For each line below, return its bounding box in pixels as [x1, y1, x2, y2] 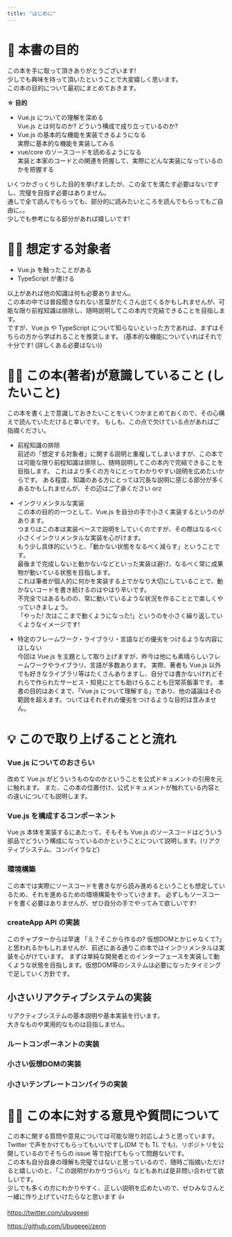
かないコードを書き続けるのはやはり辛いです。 [17, 586, 150, 594]
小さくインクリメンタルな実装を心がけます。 [17, 534, 145, 542]
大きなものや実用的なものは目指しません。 [7, 1020, 129, 1029]
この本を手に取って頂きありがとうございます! [7, 66, 136, 75]
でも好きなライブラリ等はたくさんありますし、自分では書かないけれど [17, 670, 218, 678]
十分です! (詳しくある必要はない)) [7, 341, 102, 349]
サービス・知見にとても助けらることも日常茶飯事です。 [60, 678, 217, 686]
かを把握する [17, 165, 54, 173]
